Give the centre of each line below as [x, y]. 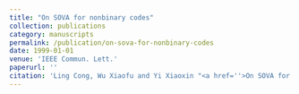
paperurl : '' [34, 68]
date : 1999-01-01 [42, 51]
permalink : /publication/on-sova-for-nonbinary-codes [112, 43]
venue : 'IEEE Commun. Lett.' [64, 59]
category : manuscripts [51, 34]
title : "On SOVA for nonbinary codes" [81, 17]
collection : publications [57, 26]
